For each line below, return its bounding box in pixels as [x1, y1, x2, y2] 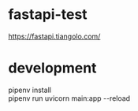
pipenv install [8, 85, 51, 94]
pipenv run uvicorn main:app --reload [8, 93, 131, 103]
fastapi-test [8, 6, 88, 24]
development [8, 59, 97, 77]
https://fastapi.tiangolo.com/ [8, 31, 101, 41]
